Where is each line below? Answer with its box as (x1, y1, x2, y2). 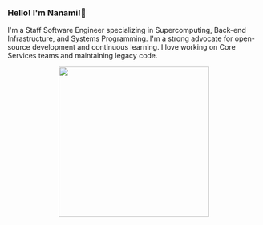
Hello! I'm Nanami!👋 (7, 7, 87, 18)
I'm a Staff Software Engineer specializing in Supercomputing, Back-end (7, 26, 246, 35)
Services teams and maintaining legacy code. (7, 51, 158, 61)
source (7, 42, 31, 52)
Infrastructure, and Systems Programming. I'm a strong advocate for (7, 34, 233, 43)
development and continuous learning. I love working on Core (32, 42, 236, 52)
